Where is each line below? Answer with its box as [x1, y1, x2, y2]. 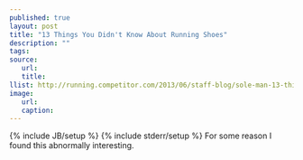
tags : [9, 47, 30, 56]
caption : [21, 106, 54, 115]
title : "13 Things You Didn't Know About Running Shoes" [9, 30, 228, 39]
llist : [9, 80, 34, 89]
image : [9, 89, 34, 98]
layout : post [9, 22, 59, 31]
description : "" [9, 38, 70, 48]
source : [9, 55, 39, 64]
